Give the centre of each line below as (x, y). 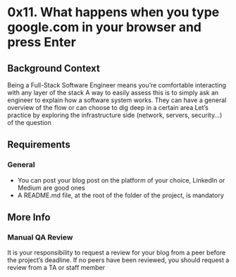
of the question (29, 123)
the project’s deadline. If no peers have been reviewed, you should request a (118, 260)
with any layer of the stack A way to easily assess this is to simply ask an (113, 93)
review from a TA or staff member (56, 268)
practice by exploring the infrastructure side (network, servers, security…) (115, 115)
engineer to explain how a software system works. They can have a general (117, 100)
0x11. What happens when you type (113, 12)
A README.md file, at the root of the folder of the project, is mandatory (120, 195)
